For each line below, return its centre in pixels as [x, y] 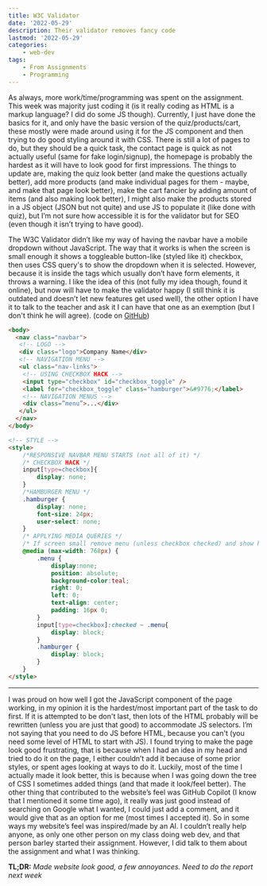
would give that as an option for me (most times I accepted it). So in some [129, 817]
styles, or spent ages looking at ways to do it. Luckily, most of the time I [125, 767]
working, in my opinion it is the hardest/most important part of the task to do [133, 707]
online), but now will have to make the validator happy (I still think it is [122, 290]
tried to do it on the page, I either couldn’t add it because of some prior [124, 758]
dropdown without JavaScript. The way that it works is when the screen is [130, 248]
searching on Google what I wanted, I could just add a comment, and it [124, 809]
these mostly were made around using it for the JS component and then [126, 131]
